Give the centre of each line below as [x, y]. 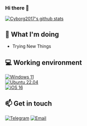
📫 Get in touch [29, 104]
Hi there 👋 [17, 8]
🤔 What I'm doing [32, 34]
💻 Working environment [44, 62]
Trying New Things [32, 46]
